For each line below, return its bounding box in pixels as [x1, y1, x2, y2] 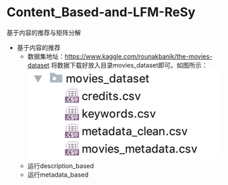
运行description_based [27, 161, 95, 170]
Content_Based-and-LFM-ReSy [6, 4, 196, 20]
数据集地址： [27, 52, 65, 60]
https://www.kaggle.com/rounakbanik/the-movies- [64, 52, 213, 60]
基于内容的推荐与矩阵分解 [6, 28, 81, 37]
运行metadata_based [27, 170, 89, 179]
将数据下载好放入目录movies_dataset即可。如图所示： [51, 60, 208, 69]
